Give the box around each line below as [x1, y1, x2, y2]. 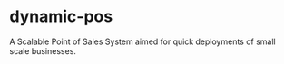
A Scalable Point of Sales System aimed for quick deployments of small [9, 36, 276, 47]
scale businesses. [9, 45, 77, 56]
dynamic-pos [9, 6, 113, 27]
